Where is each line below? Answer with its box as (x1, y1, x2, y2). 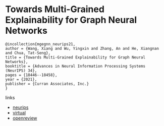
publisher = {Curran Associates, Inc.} (5, 81, 89, 86)
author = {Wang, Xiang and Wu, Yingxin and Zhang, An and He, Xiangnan (5, 46, 159, 51)
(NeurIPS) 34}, (5, 68, 37, 73)
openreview (12, 115, 37, 121)
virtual (12, 109, 26, 115)
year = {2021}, (5, 77, 37, 82)
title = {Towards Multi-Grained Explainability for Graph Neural (5, 54, 145, 60)
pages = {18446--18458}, (5, 72, 58, 78)
